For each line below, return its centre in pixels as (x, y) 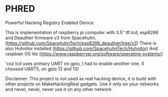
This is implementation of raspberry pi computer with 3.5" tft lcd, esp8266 (82, 32)
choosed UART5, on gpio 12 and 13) (42, 69)
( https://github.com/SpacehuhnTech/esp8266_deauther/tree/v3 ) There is (81, 43)
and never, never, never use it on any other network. (59, 89)
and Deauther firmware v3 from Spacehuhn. (51, 38)
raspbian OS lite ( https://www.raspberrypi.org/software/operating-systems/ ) (84, 54)
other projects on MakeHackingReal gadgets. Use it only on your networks (82, 84)
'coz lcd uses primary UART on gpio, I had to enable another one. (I (75, 63)
